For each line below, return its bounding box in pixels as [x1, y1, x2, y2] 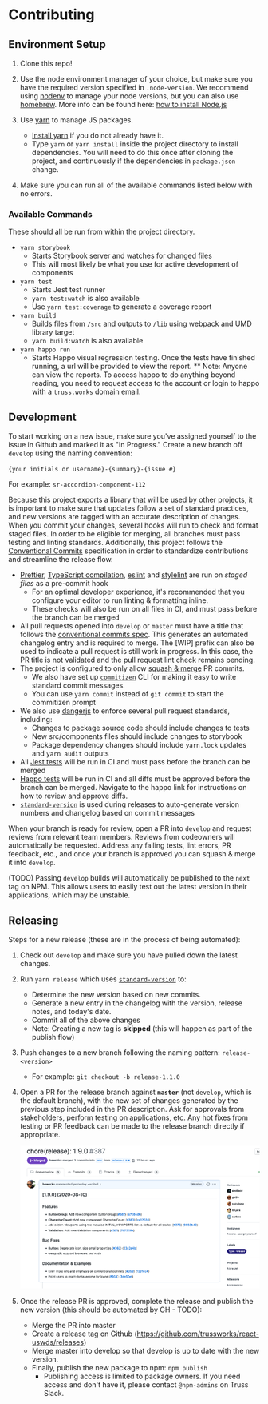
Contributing [8, 6, 95, 24]
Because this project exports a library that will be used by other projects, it [8, 495, 253, 505]
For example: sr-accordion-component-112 [8, 479, 146, 489]
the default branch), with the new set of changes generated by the [19, 1095, 238, 1105]
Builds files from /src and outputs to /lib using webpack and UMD [31, 319, 253, 329]
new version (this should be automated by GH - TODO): [19, 1305, 203, 1314]
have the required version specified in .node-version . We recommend [19, 82, 249, 92]
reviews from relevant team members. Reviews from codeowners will [8, 832, 235, 842]
